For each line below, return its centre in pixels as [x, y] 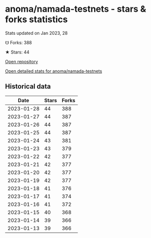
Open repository [22, 61]
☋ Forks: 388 [18, 42]
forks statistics [36, 19]
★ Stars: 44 [17, 52]
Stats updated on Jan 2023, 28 [36, 33]
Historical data [28, 87]
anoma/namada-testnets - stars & [75, 9]
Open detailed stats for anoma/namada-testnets [54, 71]
